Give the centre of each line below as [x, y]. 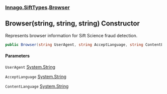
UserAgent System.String [30, 67]
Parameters [17, 56]
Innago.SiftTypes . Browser [38, 7]
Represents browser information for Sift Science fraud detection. [71, 35]
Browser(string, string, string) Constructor [73, 24]
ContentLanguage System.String [37, 86]
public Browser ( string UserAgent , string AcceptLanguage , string [74, 45]
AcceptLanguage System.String [36, 77]
